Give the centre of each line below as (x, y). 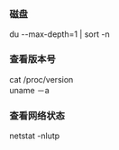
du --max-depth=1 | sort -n (59, 34)
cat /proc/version (41, 79)
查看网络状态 (37, 116)
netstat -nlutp (35, 136)
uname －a (29, 90)
